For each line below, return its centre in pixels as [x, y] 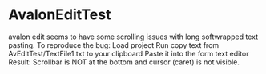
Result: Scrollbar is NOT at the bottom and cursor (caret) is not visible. [124, 62]
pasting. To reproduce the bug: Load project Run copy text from [114, 45]
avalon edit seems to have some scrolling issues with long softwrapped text [133, 37]
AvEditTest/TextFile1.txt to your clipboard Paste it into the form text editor [129, 53]
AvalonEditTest [60, 15]
